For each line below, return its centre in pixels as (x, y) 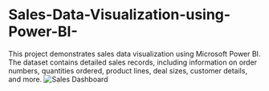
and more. (25, 79)
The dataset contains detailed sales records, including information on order (133, 62)
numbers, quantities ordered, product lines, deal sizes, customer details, (128, 70)
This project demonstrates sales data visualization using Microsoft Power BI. (134, 53)
